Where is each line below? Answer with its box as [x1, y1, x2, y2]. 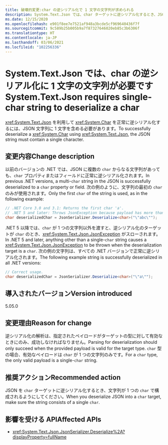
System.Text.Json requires [5, 91, 120, 103]
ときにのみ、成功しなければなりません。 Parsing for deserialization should [5, 339, 157, 345]
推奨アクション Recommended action [5, 373, 121, 381]
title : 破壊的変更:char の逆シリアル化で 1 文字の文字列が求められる [5, 7, 134, 13]
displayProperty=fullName [12, 434, 66, 440]
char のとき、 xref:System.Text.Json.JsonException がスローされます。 [14, 231, 161, 237]
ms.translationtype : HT [5, 31, 55, 36]
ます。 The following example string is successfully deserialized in [26, 254, 162, 260]
